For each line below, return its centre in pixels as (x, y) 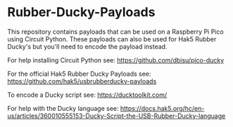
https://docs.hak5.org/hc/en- (162, 108)
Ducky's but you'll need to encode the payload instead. (87, 46)
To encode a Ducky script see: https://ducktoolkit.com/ (87, 95)
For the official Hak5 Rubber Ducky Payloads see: (79, 74)
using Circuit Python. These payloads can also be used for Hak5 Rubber (112, 39)
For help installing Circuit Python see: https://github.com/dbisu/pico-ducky (116, 60)
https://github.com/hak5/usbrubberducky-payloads (82, 81)
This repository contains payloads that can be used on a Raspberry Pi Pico (115, 32)
